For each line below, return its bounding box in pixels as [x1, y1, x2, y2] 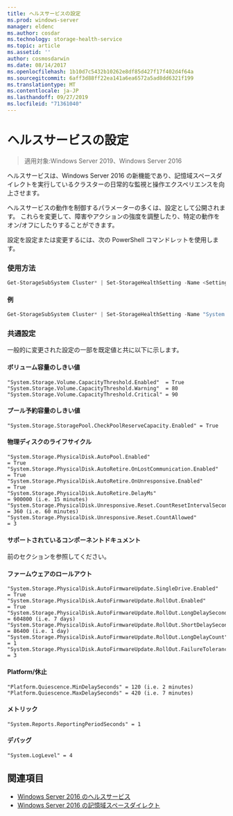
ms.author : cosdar [7, 29, 60, 37]
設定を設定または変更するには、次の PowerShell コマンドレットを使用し [7, 235, 213, 243]
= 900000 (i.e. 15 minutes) [7, 496, 89, 503]
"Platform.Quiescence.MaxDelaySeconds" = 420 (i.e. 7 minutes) [7, 689, 194, 697]
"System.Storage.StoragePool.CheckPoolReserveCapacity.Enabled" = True [7, 422, 218, 429]
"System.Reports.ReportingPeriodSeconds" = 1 [7, 720, 141, 728]
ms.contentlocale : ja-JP [7, 87, 79, 94]
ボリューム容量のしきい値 [7, 363, 80, 371]
